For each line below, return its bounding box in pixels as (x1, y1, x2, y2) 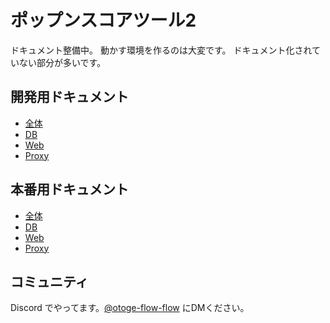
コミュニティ (10, 273, 89, 290)
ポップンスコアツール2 (10, 9, 197, 32)
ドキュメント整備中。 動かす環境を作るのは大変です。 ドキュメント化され (10, 44, 313, 56)
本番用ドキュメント (10, 181, 129, 198)
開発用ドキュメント (10, 89, 129, 106)
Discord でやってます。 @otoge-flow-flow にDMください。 (10, 302, 250, 314)
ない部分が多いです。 (18, 56, 107, 68)
